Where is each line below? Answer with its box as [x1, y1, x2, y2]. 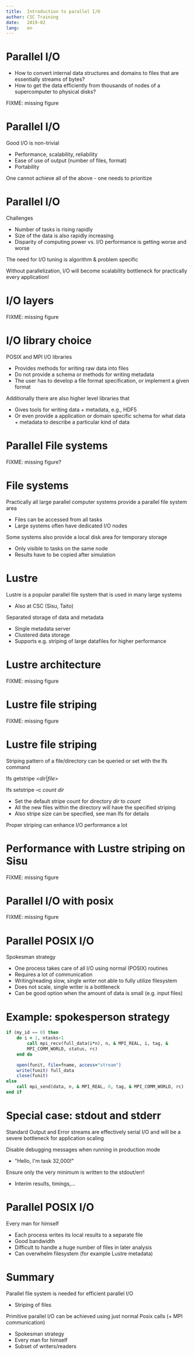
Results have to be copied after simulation [14, 551, 116, 558]
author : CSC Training [6, 14, 59, 20]
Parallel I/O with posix [6, 894, 114, 907]
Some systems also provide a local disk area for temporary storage [6, 533, 168, 540]
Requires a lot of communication [14, 971, 93, 978]
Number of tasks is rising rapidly [14, 226, 93, 233]
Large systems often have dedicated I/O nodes [14, 522, 127, 529]
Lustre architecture [6, 658, 101, 671]
